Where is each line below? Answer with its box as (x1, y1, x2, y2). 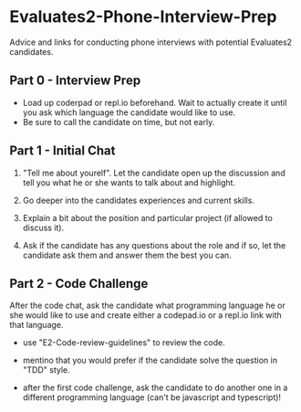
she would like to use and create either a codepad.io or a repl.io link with (9, 310, 283, 321)
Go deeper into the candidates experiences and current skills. (22, 195, 255, 206)
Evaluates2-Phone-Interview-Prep (9, 6, 277, 27)
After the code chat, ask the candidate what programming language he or (9, 300, 285, 312)
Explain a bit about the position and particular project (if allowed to (22, 212, 274, 223)
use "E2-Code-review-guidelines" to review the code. (22, 337, 225, 348)
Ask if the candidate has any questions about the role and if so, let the (22, 239, 286, 250)
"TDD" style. (22, 364, 70, 375)
